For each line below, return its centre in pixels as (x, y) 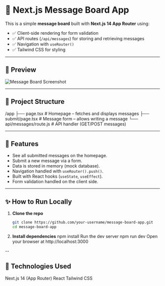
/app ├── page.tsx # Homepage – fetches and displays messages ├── (77, 113)
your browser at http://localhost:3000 (50, 241)
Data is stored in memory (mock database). (56, 166)
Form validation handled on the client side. (55, 182)
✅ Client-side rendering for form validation (55, 33)
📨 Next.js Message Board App (67, 10)
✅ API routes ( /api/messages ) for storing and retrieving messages (78, 38)
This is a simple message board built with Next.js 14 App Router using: (77, 24)
